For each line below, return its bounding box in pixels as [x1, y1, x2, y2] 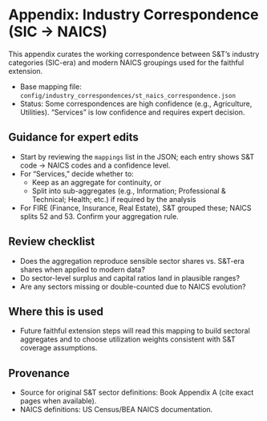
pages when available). [19, 396, 97, 406]
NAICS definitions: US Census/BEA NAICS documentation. [19, 405, 213, 415]
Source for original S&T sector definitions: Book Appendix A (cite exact [19, 387, 254, 398]
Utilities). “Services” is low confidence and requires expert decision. [19, 107, 245, 117]
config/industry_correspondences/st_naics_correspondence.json [19, 91, 237, 99]
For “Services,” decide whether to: [19, 168, 134, 178]
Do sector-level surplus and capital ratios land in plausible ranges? [19, 273, 241, 282]
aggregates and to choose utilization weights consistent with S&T [19, 334, 237, 344]
